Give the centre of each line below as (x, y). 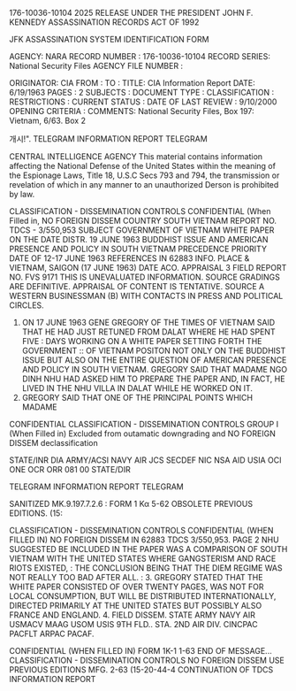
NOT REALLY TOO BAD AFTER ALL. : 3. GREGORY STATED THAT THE (136, 577)
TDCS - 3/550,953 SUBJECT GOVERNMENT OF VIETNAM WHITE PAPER (142, 230)
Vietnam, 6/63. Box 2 (48, 120)
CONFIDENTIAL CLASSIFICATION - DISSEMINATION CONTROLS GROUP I (144, 424)
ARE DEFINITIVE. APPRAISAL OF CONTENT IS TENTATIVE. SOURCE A (137, 286)
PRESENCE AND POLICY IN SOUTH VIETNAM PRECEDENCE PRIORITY (138, 249)
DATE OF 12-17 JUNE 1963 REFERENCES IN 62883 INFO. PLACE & (129, 258)
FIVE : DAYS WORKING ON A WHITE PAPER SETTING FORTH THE (142, 341)
